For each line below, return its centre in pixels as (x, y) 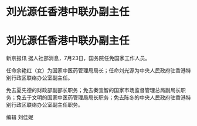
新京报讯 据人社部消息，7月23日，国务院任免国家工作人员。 (78, 58)
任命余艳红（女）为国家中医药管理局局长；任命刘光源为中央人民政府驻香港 (96, 71)
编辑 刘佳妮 (20, 117)
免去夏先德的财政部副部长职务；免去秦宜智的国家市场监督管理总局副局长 (93, 90)
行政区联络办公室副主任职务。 (47, 105)
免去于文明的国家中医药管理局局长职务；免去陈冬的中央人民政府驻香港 (101, 97)
